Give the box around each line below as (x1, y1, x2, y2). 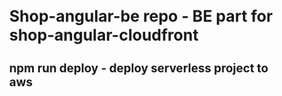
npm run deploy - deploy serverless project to (9, 60, 269, 76)
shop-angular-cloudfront (9, 25, 199, 45)
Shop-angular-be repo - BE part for (9, 6, 273, 27)
